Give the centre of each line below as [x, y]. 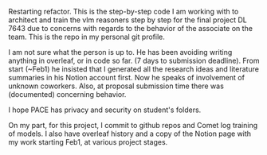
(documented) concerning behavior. [67, 94]
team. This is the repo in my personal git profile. [87, 37]
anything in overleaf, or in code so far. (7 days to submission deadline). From [134, 60]
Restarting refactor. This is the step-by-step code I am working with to [124, 12]
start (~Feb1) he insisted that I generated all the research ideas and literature [133, 69]
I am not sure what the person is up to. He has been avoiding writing [120, 52]
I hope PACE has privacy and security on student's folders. [105, 110]
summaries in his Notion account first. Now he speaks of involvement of [127, 77]
